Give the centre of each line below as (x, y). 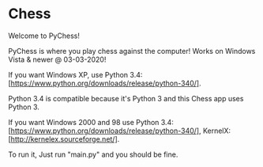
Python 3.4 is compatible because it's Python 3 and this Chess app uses (126, 98)
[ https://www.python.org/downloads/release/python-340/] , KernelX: (120, 131)
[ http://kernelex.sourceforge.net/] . (64, 139)
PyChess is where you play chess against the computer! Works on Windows (132, 51)
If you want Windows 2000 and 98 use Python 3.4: (91, 122)
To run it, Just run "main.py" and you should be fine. (93, 154)
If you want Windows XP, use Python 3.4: (75, 74)
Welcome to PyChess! (44, 36)
